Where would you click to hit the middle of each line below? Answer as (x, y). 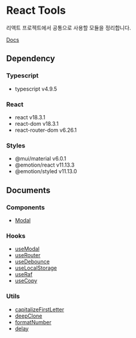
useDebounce (32, 262)
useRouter (28, 255)
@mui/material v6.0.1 (40, 159)
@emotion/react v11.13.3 (45, 165)
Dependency (31, 58)
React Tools (36, 10)
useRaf (24, 274)
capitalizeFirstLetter (40, 309)
